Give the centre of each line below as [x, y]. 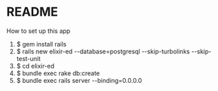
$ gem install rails [41, 44]
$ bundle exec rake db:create [58, 73]
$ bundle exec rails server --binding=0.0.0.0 [79, 80]
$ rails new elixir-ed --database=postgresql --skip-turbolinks [103, 51]
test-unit [29, 58]
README [32, 12]
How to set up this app [39, 31]
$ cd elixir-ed [35, 66]
